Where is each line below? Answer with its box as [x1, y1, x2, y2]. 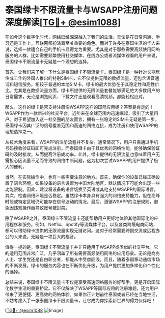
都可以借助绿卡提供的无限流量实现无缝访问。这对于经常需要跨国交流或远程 [5, 227, 156, 233]
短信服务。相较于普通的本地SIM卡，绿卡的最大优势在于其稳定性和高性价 [13, 81, 160, 87]
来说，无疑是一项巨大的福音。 [18, 233, 79, 239]
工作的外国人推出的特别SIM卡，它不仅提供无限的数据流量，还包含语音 [13, 75, 155, 81]
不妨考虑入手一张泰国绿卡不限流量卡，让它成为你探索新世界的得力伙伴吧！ [5, 297, 156, 303]
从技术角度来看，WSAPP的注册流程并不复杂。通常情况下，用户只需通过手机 [5, 139, 159, 145]
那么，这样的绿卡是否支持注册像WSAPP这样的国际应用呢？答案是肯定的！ [5, 104, 154, 110]
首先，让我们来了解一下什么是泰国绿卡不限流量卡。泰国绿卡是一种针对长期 [5, 69, 156, 75]
